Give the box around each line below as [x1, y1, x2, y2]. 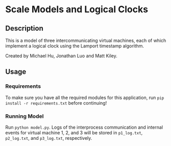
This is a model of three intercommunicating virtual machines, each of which [5, 37, 166, 43]
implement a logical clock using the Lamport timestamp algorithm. [5, 43, 144, 49]
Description [5, 24, 43, 33]
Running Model [5, 112, 44, 119]
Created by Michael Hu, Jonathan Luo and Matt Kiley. [5, 53, 117, 59]
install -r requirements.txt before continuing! [5, 100, 107, 106]
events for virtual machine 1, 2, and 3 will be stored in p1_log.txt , [5, 129, 143, 136]
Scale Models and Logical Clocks [5, 4, 149, 15]
